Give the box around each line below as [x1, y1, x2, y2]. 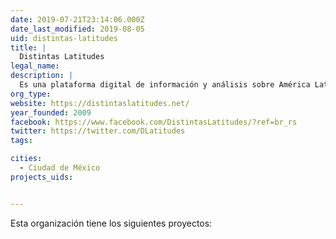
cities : [10, 154, 43, 164]
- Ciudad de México [19, 163, 101, 173]
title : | [10, 42, 47, 53]
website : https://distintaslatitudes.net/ [10, 98, 190, 108]
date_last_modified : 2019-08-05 [10, 24, 145, 34]
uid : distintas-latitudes [10, 33, 118, 43]
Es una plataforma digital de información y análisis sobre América [19, 80, 311, 90]
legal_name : [10, 61, 60, 71]
